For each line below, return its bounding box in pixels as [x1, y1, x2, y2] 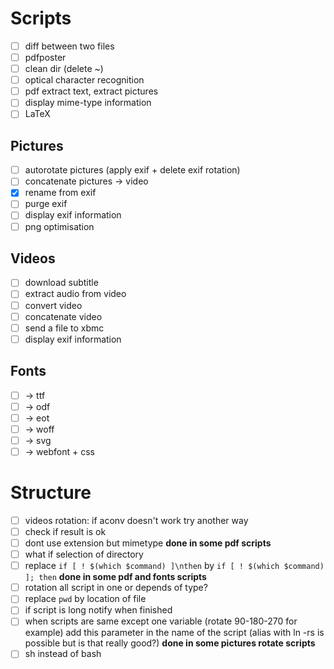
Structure [10, 482, 92, 504]
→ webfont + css [24, 445, 95, 457]
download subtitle [24, 277, 99, 289]
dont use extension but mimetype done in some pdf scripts [24, 537, 272, 549]
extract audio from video [24, 288, 127, 300]
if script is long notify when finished [24, 604, 173, 616]
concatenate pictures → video [24, 175, 149, 187]
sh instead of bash [24, 648, 102, 660]
